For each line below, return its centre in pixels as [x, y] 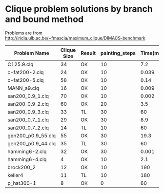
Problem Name [32, 53]
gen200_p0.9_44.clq [32, 143]
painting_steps [118, 53]
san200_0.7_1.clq [28, 119]
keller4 [15, 175]
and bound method [44, 19]
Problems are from [24, 33]
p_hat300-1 [22, 183]
